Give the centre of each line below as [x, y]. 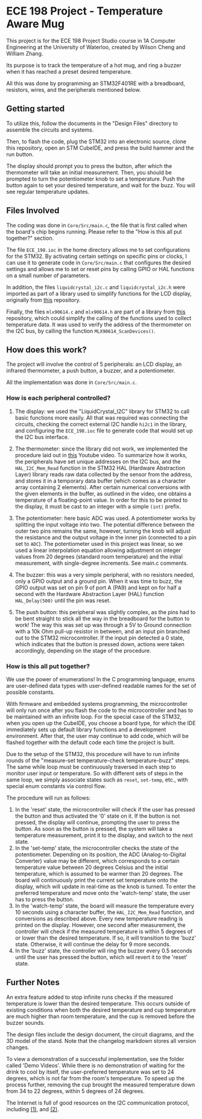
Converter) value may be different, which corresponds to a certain [97, 861]
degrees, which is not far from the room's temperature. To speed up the [96, 1078]
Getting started [36, 109]
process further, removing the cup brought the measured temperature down [101, 1085]
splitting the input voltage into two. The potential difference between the [105, 524]
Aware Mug [36, 24]
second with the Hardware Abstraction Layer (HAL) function [90, 594]
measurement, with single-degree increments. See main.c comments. [101, 563]
